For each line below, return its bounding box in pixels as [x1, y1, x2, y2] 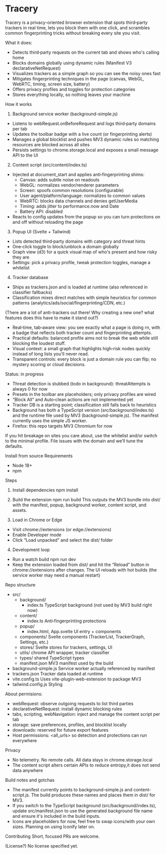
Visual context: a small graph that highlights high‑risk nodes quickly [12, 345, 151, 351]
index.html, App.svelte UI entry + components [27, 628, 121, 634]
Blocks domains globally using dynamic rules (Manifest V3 [12, 60, 132, 66]
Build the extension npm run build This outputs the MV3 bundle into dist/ [12, 496, 161, 502]
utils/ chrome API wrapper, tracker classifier [19, 650, 110, 656]
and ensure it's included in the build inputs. [12, 813, 101, 819]
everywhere [12, 737, 37, 744]
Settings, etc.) [19, 639, 49, 645]
